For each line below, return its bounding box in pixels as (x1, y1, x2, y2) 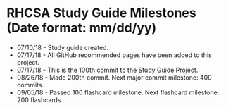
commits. (16, 80, 44, 89)
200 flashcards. (16, 95, 63, 104)
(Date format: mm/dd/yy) (6, 20, 157, 36)
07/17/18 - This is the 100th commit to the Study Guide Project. (16, 66, 199, 74)
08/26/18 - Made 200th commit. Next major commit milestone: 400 (16, 73, 212, 82)
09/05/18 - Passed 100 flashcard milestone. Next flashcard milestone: (16, 88, 220, 97)
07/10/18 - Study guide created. (16, 43, 109, 51)
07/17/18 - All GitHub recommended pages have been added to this (16, 51, 212, 59)
